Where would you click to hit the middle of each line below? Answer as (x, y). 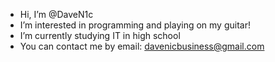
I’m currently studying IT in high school (100, 35)
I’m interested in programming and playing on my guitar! (135, 25)
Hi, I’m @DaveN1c (56, 14)
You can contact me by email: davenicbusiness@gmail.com (142, 46)
